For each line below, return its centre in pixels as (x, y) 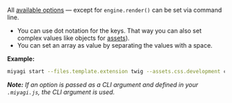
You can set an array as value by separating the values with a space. (115, 45)
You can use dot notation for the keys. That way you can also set (109, 31)
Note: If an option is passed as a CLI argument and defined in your (103, 84)
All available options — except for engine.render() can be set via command (115, 10)
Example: (21, 59)
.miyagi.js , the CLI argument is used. (61, 92)
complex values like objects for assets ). (73, 38)
